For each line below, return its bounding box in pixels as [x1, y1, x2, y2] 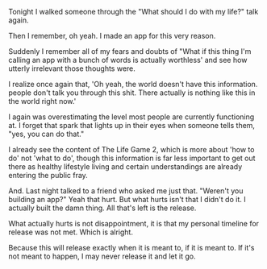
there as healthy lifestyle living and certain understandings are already [8, 162, 243, 172]
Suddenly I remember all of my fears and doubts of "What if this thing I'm [8, 47, 252, 56]
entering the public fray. [8, 171, 89, 180]
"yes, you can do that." [8, 129, 85, 139]
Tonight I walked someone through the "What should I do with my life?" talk [8, 7, 259, 16]
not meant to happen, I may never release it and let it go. [8, 251, 196, 261]
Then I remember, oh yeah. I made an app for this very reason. [8, 31, 216, 40]
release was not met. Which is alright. [8, 227, 133, 237]
